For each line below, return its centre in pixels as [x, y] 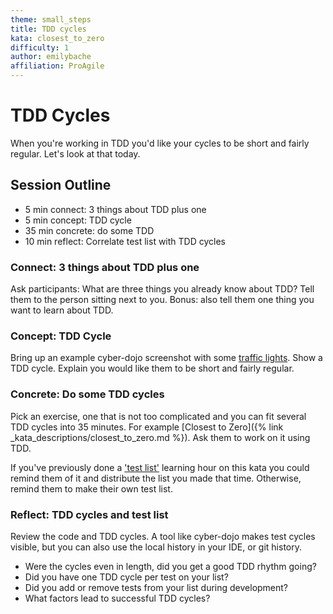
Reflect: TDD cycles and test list [89, 514]
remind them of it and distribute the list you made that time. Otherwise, [156, 478]
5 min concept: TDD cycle [78, 220]
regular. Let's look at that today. [75, 153]
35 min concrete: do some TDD [89, 230]
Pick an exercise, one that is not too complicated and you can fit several [158, 416]
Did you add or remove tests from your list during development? [156, 587]
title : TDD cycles [48, 29]
